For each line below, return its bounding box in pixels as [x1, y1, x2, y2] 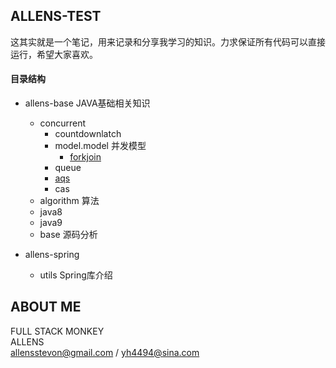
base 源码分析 [39, 229, 98, 241]
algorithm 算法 [39, 195, 100, 207]
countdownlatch [54, 128, 122, 140]
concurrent [39, 117, 87, 129]
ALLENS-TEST [10, 8, 102, 25]
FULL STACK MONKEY [10, 325, 105, 337]
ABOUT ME [10, 299, 82, 316]
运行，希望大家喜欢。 [10, 48, 98, 60]
